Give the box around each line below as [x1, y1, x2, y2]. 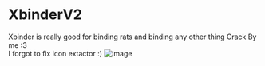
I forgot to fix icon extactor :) [8, 49, 102, 58]
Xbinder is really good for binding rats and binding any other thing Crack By [8, 32, 257, 41]
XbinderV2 [8, 6, 82, 24]
